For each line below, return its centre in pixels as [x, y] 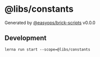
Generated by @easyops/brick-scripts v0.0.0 [50, 23]
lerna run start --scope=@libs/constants [48, 49]
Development [26, 38]
